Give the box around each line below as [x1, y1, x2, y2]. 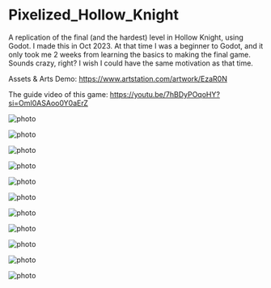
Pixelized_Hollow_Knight [8, 6, 180, 24]
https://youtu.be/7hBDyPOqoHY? [109, 89, 221, 99]
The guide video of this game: [8, 89, 108, 99]
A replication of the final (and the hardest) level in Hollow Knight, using [8, 32, 244, 42]
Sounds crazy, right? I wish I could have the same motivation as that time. [8, 58, 253, 68]
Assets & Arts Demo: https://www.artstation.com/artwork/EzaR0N [8, 74, 228, 83]
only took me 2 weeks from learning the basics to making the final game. [8, 49, 251, 59]
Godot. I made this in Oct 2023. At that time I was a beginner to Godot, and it [8, 40, 264, 50]
